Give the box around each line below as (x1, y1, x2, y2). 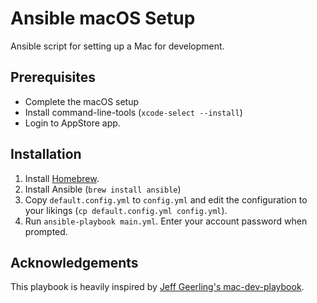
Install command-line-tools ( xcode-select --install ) (24, 106, 243, 118)
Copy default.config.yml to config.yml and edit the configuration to (24, 193, 308, 206)
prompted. (24, 225, 68, 237)
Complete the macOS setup (24, 95, 140, 107)
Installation (10, 146, 82, 163)
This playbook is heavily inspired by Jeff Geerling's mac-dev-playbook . (10, 281, 305, 293)
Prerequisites (10, 69, 96, 86)
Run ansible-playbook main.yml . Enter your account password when (24, 215, 308, 227)
